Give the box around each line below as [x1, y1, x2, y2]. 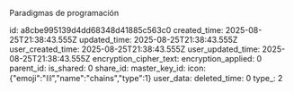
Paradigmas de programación [9, 8, 120, 18]
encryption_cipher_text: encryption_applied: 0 [92, 54, 263, 63]
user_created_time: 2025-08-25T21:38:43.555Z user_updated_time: [9, 44, 261, 54]
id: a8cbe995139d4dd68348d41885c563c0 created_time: [9, 25, 224, 35]
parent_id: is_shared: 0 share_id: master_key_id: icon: [9, 63, 207, 73]
